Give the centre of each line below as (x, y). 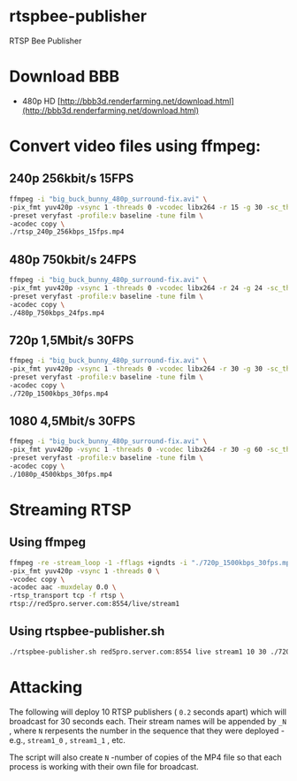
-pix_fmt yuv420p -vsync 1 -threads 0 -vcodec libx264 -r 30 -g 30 (136, 369)
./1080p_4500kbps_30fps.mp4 (61, 474)
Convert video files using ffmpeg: (135, 146)
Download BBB (65, 77)
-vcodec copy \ (37, 579)
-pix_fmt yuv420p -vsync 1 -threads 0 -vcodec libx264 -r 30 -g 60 (136, 450)
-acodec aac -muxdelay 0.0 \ (63, 587)
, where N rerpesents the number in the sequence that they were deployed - (147, 731)
